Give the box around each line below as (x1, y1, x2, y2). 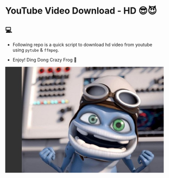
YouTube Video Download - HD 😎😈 (5, 5, 157, 17)
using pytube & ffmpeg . (12, 47, 59, 53)
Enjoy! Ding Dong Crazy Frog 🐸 (12, 57, 77, 63)
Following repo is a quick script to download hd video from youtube (12, 42, 152, 47)
